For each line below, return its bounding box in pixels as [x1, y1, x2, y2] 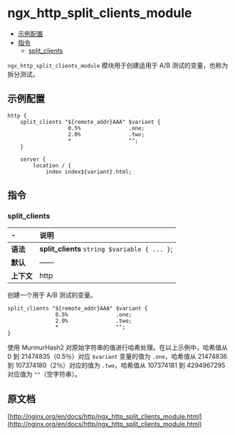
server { [20, 155, 46, 163]
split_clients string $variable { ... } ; [39, 244, 173, 254]
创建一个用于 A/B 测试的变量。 [7, 290, 98, 300]
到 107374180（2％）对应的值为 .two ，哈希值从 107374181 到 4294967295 [7, 361, 226, 370]
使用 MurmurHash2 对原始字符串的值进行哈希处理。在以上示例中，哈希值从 [7, 343, 228, 352]
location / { [33, 162, 72, 169]
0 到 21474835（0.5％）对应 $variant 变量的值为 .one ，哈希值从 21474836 [7, 352, 228, 361]
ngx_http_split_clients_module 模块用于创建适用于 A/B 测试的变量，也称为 [7, 61, 229, 69]
